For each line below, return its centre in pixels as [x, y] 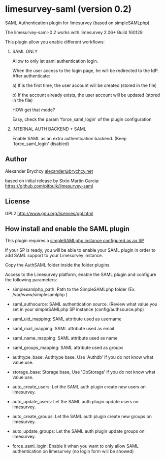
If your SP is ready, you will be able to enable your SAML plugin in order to [81, 250]
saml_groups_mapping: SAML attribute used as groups [68, 348]
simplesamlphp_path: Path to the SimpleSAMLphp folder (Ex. [74, 289]
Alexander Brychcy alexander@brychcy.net [49, 171]
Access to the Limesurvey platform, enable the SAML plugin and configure [81, 274]
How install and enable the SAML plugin [67, 229]
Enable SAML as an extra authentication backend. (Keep [69, 138]
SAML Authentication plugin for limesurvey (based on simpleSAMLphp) [77, 23]
